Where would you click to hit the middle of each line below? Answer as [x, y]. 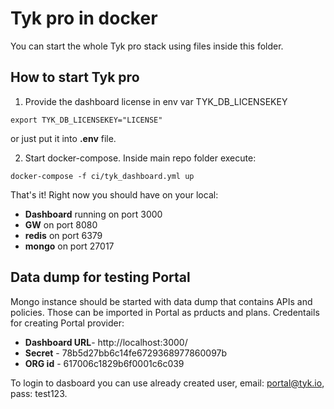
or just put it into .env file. [63, 138]
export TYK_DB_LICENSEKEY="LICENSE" [86, 120]
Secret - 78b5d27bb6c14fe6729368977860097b [126, 353]
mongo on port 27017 [69, 246]
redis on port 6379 [63, 235]
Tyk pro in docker [84, 18]
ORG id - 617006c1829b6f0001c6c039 [104, 363]
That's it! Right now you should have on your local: [114, 194]
